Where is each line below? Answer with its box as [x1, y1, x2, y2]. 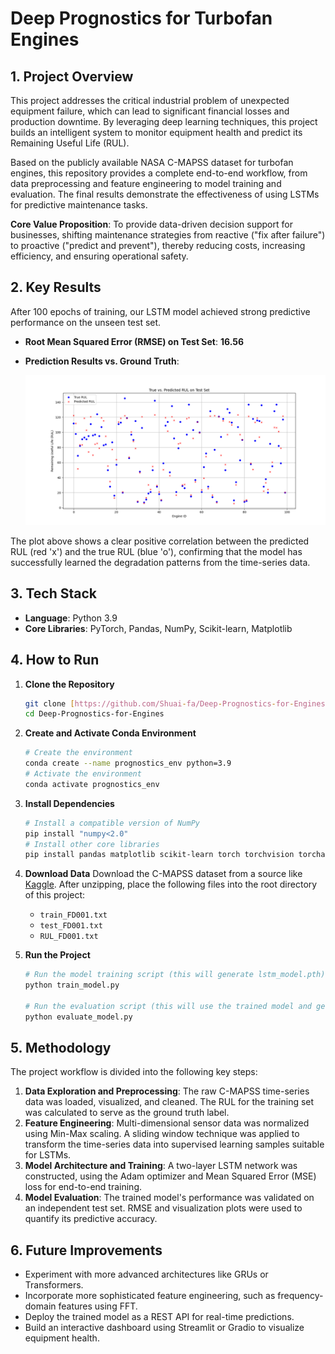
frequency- [277, 1290, 324, 1302]
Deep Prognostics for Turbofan [10, 7, 273, 30]
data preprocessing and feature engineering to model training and [10, 178, 282, 189]
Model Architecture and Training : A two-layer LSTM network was [24, 1160, 298, 1172]
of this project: [24, 889, 86, 901]
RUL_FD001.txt [39, 932, 99, 942]
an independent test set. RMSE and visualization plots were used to [24, 1202, 303, 1214]
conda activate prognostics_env [24, 779, 160, 789]
